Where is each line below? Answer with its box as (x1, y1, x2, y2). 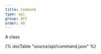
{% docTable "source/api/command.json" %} (5, 43, 97, 49)
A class (5, 34, 20, 40)
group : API (5, 16, 27, 21)
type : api (5, 12, 25, 17)
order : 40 (5, 20, 25, 26)
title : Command (5, 7, 36, 12)
